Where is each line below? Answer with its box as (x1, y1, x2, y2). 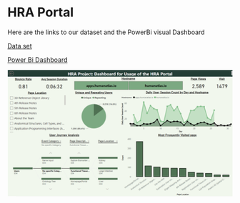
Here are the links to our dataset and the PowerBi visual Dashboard (7, 28, 205, 36)
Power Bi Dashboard (7, 55, 68, 64)
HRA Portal (7, 4, 74, 21)
